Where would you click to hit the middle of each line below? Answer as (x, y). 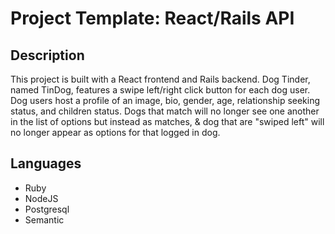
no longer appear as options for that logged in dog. (115, 132)
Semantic (44, 219)
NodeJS (41, 198)
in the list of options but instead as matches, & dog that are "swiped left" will (167, 121)
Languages (46, 163)
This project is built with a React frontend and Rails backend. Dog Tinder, (160, 79)
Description (47, 55)
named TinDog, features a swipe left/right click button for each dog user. (160, 90)
